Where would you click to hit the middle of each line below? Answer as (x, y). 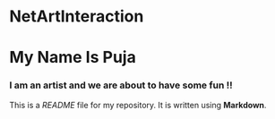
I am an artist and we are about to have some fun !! (121, 85)
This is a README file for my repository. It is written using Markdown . (138, 105)
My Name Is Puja (73, 58)
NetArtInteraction (77, 17)
